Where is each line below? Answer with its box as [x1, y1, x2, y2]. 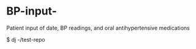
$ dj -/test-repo [6, 36, 46, 43]
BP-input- [6, 4, 57, 18]
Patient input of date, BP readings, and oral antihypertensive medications [6, 24, 191, 31]
